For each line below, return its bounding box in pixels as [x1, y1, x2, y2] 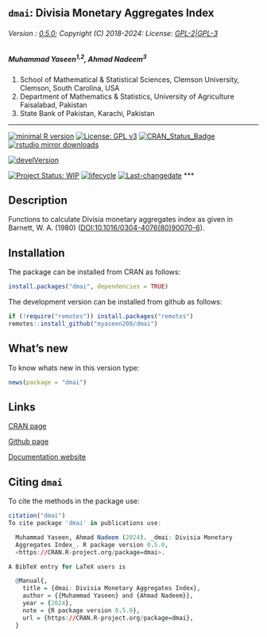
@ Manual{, [15, 577, 48, 585]
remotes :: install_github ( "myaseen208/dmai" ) [8, 320, 158, 328]
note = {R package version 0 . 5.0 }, [22, 606, 141, 615]
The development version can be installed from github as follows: [8, 297, 222, 307]
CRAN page [8, 421, 47, 431]
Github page [8, 437, 49, 446]
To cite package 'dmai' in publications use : [8, 519, 161, 527]
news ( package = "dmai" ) [8, 378, 87, 386]
